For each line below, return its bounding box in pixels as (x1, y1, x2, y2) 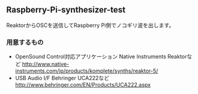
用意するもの (6, 38, 44, 46)
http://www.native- (22, 60, 70, 68)
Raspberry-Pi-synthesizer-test (6, 5, 126, 15)
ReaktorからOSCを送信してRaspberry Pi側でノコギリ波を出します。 (6, 21, 174, 29)
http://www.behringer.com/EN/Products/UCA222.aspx (15, 81, 151, 89)
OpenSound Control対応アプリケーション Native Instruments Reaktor (15, 53, 187, 60)
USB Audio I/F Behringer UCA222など (15, 75, 110, 82)
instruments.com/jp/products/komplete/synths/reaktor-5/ (15, 67, 159, 75)
